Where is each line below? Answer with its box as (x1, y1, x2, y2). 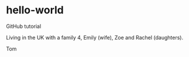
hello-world (6, 3, 64, 17)
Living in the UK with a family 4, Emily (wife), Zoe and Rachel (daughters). (6, 34, 183, 41)
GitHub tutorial (6, 23, 42, 30)
